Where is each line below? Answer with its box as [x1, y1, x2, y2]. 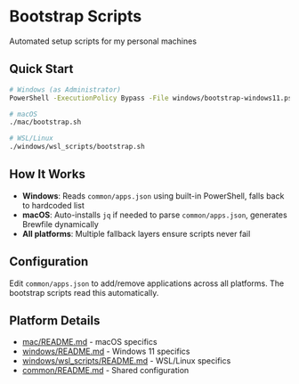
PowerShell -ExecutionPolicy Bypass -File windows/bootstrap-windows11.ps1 [9, 94, 296, 102]
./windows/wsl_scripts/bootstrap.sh [9, 143, 145, 151]
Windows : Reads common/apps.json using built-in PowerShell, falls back [21, 190, 285, 201]
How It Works [9, 167, 86, 182]
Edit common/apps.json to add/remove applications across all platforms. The [9, 278, 285, 289]
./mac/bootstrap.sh [9, 118, 82, 127]
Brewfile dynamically [21, 218, 100, 229]
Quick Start [9, 61, 74, 77]
